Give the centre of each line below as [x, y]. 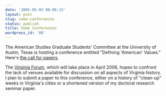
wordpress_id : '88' [25, 33]
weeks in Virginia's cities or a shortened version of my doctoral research [80, 83]
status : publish [22, 24]
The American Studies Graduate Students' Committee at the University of [81, 47]
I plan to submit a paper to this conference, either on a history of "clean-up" [83, 78]
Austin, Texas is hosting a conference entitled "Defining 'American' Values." [83, 52]
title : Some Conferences [31, 28]
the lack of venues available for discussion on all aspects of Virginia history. [83, 72]
